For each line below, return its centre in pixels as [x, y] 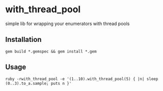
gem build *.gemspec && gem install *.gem [51, 51]
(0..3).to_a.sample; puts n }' [38, 83]
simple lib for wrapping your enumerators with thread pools [67, 24]
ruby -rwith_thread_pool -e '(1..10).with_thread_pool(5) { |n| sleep [82, 79]
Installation [23, 40]
